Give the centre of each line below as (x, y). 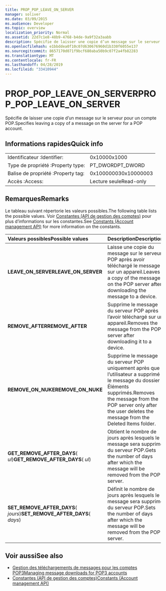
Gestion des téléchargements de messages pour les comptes (75, 568)
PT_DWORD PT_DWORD (117, 165)
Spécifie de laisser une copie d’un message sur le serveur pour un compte (81, 118)
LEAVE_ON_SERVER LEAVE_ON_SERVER (55, 272)
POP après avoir (126, 259)
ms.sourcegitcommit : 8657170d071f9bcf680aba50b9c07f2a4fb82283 (72, 51)
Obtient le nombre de (132, 432)
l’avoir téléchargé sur (132, 316)
